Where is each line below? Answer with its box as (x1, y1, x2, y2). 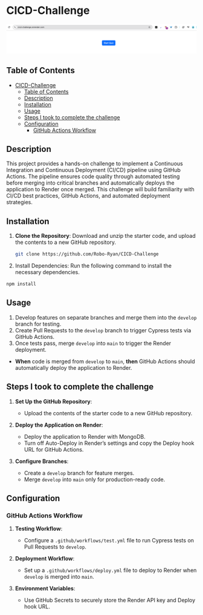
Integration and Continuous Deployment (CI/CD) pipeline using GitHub (6, 166, 181, 174)
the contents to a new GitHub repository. (14, 238, 117, 246)
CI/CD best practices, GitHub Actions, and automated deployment (6, 192, 170, 200)
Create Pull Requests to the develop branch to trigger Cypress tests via (14, 326, 192, 334)
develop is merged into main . (24, 573, 95, 580)
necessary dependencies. (14, 269, 80, 276)
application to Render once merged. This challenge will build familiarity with (6, 186, 195, 193)
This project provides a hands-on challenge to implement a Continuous (6, 160, 183, 167)
